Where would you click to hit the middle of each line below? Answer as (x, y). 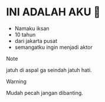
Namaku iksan (32, 28)
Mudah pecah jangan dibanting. (45, 93)
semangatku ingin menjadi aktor (54, 47)
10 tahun (25, 34)
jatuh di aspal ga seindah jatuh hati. (49, 70)
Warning (16, 81)
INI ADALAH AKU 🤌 (53, 12)
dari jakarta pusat (36, 41)
